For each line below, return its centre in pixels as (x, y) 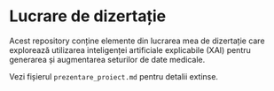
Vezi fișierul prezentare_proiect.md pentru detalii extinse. (114, 76)
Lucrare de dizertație (88, 16)
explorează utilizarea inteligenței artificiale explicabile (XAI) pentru (130, 49)
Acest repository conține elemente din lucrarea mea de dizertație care (137, 41)
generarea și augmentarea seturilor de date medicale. (107, 59)
